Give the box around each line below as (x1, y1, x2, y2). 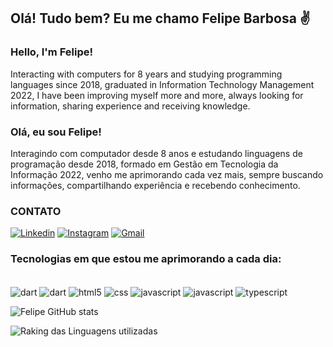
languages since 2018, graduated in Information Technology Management (10, 78, 315, 90)
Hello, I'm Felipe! (10, 45, 93, 59)
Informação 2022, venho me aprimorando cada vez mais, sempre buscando (10, 168, 324, 180)
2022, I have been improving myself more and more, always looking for (10, 89, 304, 101)
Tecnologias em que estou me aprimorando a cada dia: (10, 252, 282, 266)
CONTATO (10, 204, 62, 218)
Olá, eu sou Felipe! (10, 125, 102, 139)
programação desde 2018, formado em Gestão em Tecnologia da (10, 158, 279, 170)
